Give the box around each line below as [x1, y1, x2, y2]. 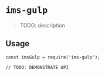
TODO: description [19, 22, 66, 29]
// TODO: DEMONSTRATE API [5, 64, 69, 70]
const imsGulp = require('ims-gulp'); [5, 54, 100, 60]
